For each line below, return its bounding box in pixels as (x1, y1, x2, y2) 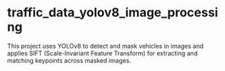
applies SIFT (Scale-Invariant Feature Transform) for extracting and (7, 49, 198, 57)
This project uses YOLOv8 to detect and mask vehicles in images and (7, 42, 204, 50)
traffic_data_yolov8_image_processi (7, 5, 219, 20)
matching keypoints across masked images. (7, 56, 131, 64)
